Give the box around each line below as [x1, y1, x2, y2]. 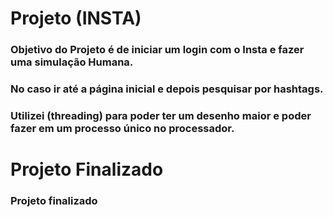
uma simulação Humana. [10, 55, 134, 69]
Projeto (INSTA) [10, 7, 142, 30]
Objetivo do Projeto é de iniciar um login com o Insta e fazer [10, 43, 305, 57]
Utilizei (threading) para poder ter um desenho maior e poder [10, 108, 312, 122]
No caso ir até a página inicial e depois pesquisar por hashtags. [10, 82, 324, 96]
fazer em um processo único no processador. [10, 121, 235, 135]
